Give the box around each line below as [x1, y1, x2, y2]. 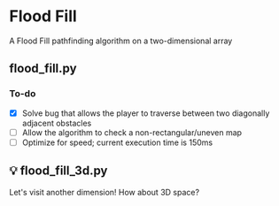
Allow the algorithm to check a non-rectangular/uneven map [21, 126, 242, 138]
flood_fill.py [9, 61, 77, 76]
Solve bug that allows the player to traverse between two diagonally [21, 108, 270, 118]
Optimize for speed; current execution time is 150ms [21, 137, 213, 148]
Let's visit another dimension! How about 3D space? [9, 187, 200, 197]
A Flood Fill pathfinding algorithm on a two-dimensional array [9, 35, 233, 46]
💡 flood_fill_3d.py [9, 164, 108, 179]
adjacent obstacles [21, 118, 92, 128]
